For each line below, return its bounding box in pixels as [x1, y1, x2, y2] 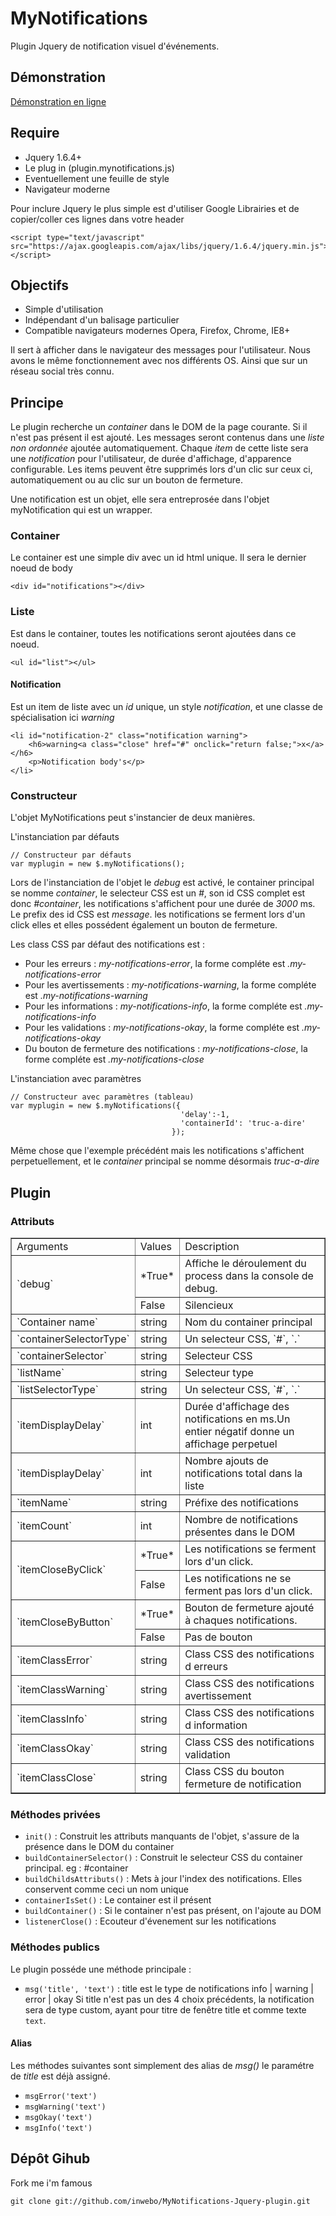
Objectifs [10, 277, 70, 294]
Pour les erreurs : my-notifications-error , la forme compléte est [24, 958, 286, 970]
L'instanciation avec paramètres [10, 1073, 142, 1085]
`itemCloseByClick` [16, 1563, 107, 1577]
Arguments [16, 1239, 69, 1253]
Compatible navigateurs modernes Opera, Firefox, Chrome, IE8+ [24, 325, 291, 337]
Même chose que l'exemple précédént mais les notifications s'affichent [10, 1145, 305, 1157]
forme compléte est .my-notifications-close [24, 1053, 205, 1066]
